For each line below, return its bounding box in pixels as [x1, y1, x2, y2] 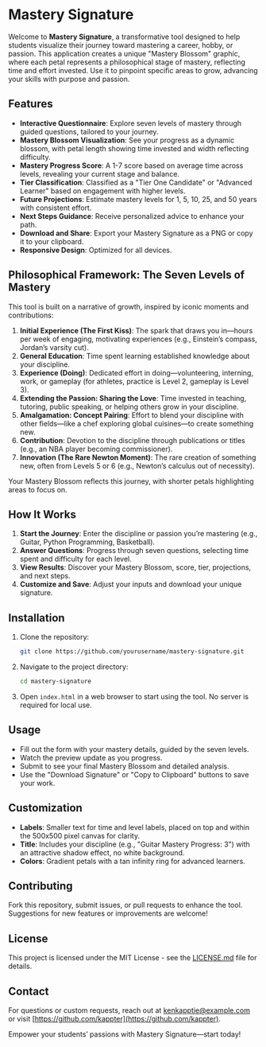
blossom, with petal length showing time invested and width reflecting [19, 143, 249, 153]
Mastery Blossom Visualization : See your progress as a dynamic [19, 135, 235, 145]
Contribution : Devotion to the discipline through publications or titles [19, 435, 246, 445]
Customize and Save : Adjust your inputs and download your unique [19, 579, 242, 590]
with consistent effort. [19, 203, 92, 212]
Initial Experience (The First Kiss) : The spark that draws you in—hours [19, 325, 253, 335]
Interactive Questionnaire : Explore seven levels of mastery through [19, 118, 242, 128]
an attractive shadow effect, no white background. [19, 847, 185, 857]
